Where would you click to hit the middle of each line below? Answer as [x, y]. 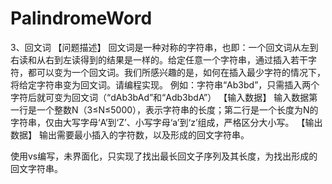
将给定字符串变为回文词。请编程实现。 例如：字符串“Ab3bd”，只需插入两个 [165, 84]
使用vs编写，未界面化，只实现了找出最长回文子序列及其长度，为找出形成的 [164, 156]
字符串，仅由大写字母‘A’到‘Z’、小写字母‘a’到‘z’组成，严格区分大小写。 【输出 [166, 122]
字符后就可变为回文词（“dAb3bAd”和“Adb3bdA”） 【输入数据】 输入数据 [160, 97]
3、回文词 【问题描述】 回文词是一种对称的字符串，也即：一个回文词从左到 [164, 47]
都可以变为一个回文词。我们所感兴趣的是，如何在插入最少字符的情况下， [176, 72]
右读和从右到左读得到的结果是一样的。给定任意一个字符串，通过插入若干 [159, 59]
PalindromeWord [81, 18]
